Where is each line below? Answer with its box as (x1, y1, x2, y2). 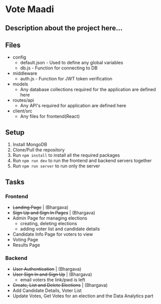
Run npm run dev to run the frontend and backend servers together (12, 158, 152, 164)
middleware (12, 70, 37, 76)
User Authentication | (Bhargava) (12, 266, 82, 272)
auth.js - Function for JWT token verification (20, 76, 113, 82)
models (12, 81, 28, 87)
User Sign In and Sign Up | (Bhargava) (12, 272, 92, 278)
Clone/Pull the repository (12, 147, 65, 153)
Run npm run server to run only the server (12, 163, 100, 169)
